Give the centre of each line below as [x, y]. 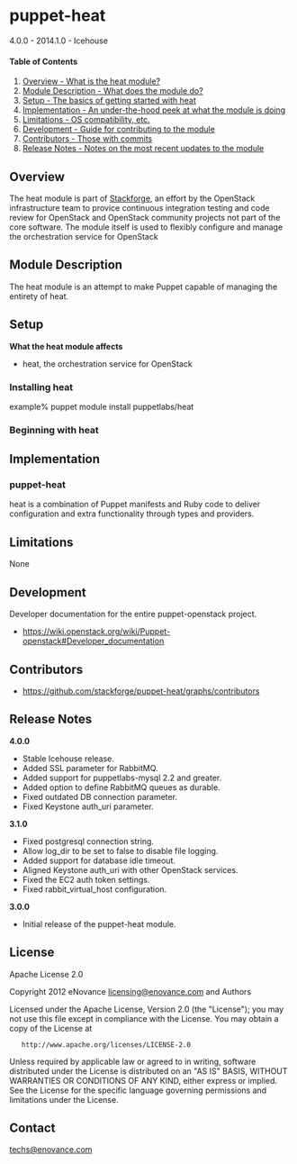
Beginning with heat [54, 430]
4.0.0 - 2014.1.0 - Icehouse [58, 41]
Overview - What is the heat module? [91, 81]
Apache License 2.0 [46, 974]
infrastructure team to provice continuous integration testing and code [139, 207]
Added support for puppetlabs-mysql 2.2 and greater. [122, 778]
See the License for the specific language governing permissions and [138, 1090]
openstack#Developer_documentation [93, 641]
